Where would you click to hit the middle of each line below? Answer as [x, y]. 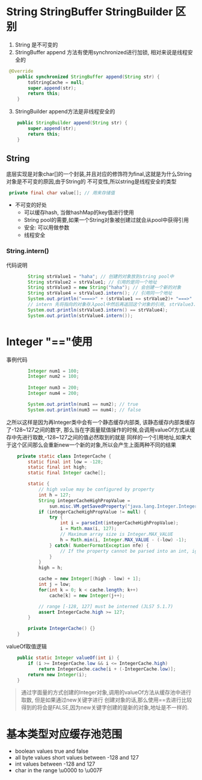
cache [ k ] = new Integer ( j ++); [87, 596]
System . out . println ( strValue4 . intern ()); [81, 316]
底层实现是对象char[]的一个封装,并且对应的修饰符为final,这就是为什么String [99, 174]
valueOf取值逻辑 [26, 646]
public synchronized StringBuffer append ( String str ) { [89, 77]
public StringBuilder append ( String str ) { [72, 123]
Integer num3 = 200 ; [54, 388]
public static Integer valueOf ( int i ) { [68, 658]
